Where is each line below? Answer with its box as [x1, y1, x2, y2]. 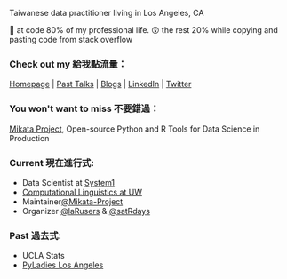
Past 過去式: [9, 229, 62, 242]
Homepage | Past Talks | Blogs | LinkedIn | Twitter [9, 79, 192, 90]
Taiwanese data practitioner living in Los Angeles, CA [9, 8, 204, 18]
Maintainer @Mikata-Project [21, 195, 124, 207]
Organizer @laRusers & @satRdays [21, 205, 151, 216]
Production [9, 132, 50, 143]
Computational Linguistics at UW [21, 187, 142, 197]
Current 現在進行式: [9, 156, 95, 169]
